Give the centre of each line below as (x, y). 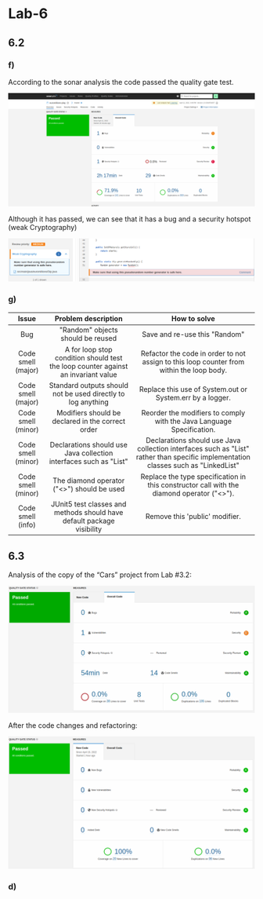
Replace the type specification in (193, 477)
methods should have (88, 512)
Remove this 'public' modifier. (193, 517)
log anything (89, 402)
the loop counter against (89, 366)
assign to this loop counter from (193, 362)
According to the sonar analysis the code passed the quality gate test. (121, 82)
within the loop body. (193, 371)
